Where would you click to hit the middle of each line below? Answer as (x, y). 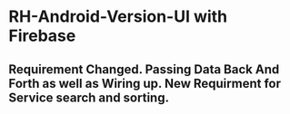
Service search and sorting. (89, 97)
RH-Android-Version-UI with (118, 17)
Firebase (42, 36)
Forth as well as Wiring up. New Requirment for (145, 83)
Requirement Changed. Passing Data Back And (144, 69)
